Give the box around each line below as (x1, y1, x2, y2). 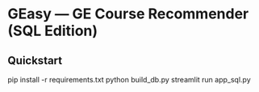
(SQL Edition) (7, 22, 98, 40)
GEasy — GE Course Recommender (7, 5, 249, 23)
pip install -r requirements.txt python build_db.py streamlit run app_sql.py (7, 75, 251, 84)
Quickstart (7, 54, 63, 67)
